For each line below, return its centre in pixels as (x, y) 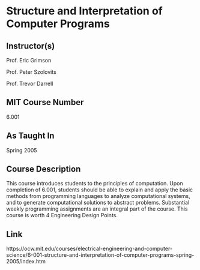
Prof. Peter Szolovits (32, 72)
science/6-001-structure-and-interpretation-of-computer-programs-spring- (100, 255)
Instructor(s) (31, 46)
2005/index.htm (26, 262)
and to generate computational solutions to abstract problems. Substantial (98, 203)
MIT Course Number (45, 102)
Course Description (44, 169)
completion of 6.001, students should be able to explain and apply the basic (100, 190)
